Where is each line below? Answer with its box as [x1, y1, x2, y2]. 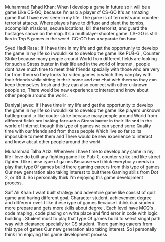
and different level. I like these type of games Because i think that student [5, 200, 154, 205]
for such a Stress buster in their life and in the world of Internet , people [5, 61, 150, 67]
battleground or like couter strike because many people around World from [5, 113, 157, 118]
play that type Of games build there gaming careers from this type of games [5, 164, 160, 170]
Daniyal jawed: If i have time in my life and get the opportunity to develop [5, 102, 153, 108]
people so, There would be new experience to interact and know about [5, 87, 149, 93]
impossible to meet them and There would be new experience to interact [5, 133, 153, 139]
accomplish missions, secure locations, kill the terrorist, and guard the [5, 25, 148, 31]
